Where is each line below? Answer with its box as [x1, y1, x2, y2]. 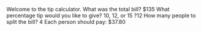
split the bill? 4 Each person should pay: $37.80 [6, 18, 125, 25]
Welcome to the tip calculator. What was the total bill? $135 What [6, 6, 170, 13]
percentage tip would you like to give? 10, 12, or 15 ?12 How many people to [6, 12, 196, 19]
